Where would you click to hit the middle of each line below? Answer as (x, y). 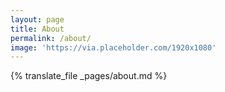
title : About (37, 29)
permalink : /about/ (51, 38)
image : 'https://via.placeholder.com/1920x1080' (113, 47)
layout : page (37, 19)
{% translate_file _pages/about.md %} (89, 76)
